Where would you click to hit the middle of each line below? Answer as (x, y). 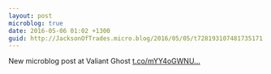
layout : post (30, 16)
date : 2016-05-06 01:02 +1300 (60, 31)
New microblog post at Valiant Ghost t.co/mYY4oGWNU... (104, 61)
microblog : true (36, 23)
